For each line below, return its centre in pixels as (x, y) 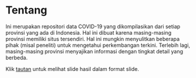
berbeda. (17, 57)
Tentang (27, 10)
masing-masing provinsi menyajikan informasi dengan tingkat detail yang (94, 51)
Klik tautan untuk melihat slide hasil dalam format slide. (72, 69)
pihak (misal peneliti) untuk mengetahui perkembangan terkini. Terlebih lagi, (98, 45)
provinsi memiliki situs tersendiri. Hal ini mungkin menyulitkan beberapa (93, 39)
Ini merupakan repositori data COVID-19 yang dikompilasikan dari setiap (93, 26)
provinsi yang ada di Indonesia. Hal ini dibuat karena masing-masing (89, 32)
